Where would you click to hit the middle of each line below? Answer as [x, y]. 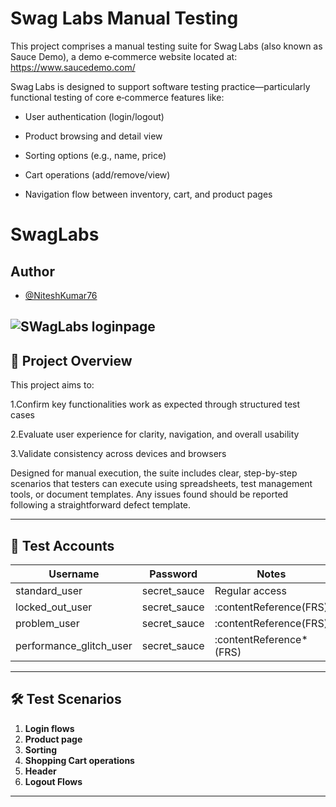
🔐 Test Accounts [62, 545]
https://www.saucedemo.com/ [73, 67]
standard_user [49, 590]
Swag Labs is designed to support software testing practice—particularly [160, 86]
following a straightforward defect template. [101, 505]
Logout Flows [53, 781]
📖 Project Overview [71, 360]
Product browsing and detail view [93, 136]
